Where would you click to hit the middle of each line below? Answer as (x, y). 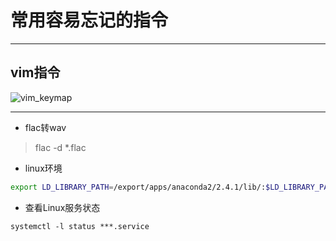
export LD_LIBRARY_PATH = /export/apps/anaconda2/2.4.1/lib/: (138, 187)
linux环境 (43, 168)
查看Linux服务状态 (62, 207)
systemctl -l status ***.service (80, 226)
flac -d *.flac (60, 147)
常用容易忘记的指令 (89, 20)
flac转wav (45, 127)
